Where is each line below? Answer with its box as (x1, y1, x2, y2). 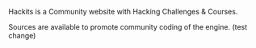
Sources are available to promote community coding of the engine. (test (8, 22, 248, 31)
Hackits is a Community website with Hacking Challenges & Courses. (8, 7, 238, 16)
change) (8, 31, 36, 40)
